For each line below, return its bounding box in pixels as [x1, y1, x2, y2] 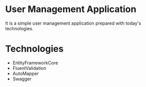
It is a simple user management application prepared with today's [5, 20, 141, 26]
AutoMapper [12, 70, 39, 76]
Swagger [12, 75, 32, 81]
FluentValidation [12, 65, 46, 71]
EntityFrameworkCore [12, 59, 58, 66]
